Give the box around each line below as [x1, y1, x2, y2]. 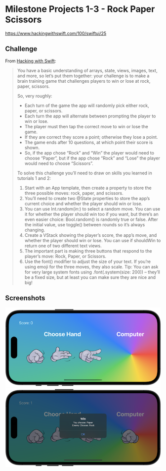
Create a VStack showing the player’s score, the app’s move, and [24, 232, 157, 238]
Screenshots [5, 294, 45, 303]
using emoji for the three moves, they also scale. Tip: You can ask [24, 263, 159, 269]
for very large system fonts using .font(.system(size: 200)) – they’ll [24, 269, 161, 275]
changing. [24, 227, 45, 233]
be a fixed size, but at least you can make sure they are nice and [24, 274, 156, 280]
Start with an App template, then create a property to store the [24, 185, 152, 191]
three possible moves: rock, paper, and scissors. [24, 190, 124, 196]
